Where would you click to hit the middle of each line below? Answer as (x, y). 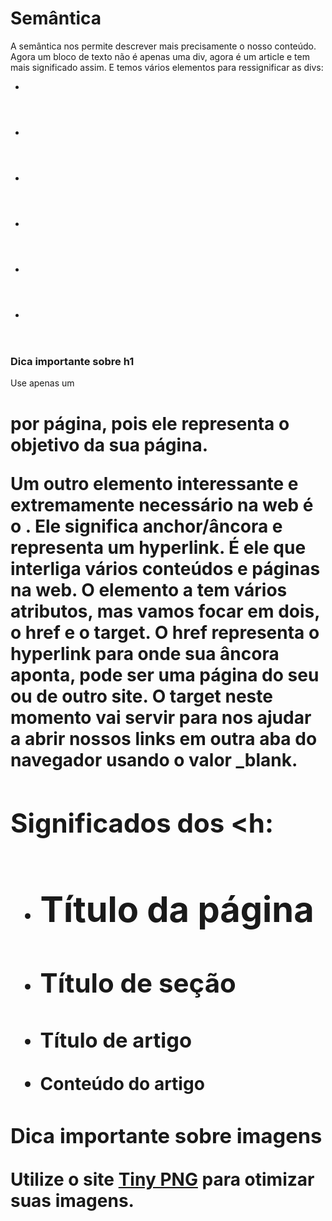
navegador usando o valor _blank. (154, 759)
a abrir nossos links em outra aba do (164, 738)
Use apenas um (42, 383)
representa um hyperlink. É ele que (158, 547)
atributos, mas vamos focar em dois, (165, 611)
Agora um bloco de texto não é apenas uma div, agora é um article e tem (160, 56)
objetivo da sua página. (109, 444)
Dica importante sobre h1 (72, 361)
